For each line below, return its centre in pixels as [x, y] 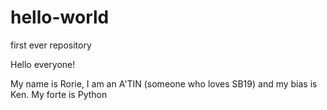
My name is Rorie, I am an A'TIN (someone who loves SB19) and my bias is [164, 83]
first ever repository [51, 45]
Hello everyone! [43, 64]
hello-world [60, 17]
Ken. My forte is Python [59, 94]
